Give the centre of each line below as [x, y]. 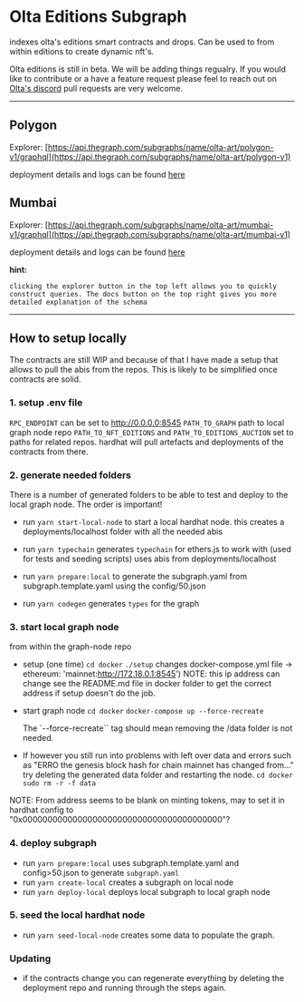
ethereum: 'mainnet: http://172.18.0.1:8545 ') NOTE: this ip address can [151, 674]
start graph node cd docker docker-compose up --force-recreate [143, 711]
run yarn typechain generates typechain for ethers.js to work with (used [157, 549]
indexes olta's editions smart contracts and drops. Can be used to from [142, 42]
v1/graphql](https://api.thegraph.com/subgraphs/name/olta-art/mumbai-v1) [150, 234]
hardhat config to [42, 810]
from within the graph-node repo [71, 647]
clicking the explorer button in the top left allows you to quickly [143, 286]
